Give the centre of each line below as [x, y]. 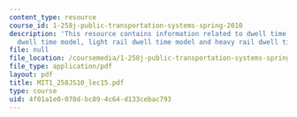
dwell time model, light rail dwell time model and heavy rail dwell [148, 42]
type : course [33, 91]
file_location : [37, 58]
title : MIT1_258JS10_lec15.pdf [67, 83]
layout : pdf [31, 75]
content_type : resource [53, 17]
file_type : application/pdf [61, 67]
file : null [29, 50]
